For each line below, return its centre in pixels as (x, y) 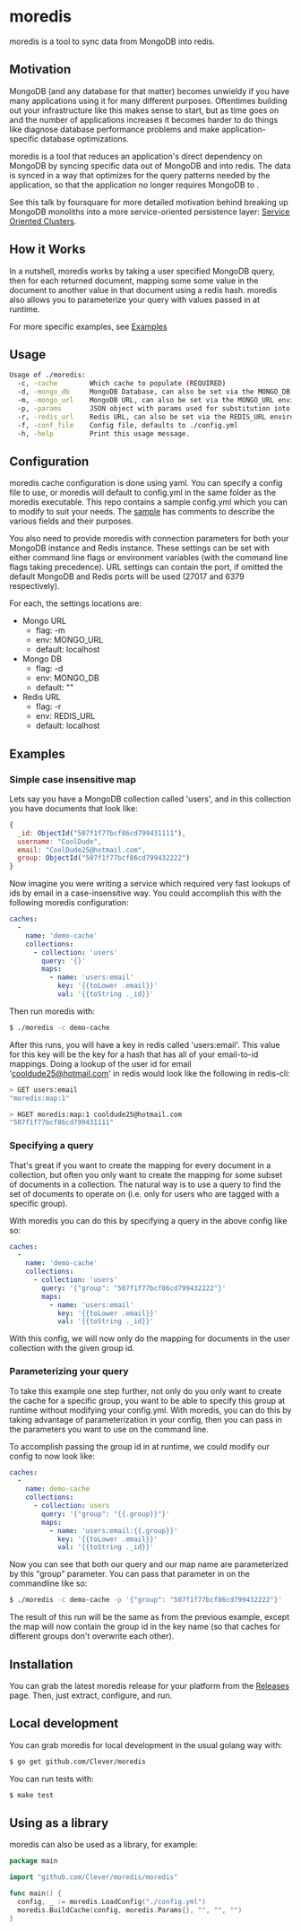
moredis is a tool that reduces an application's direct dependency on (136, 156)
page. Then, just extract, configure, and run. (91, 1695)
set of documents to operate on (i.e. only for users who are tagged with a (144, 1193)
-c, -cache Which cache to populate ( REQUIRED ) (122, 384)
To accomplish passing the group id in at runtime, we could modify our (140, 1446)
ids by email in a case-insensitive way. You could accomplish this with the (146, 893)
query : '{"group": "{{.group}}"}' (106, 1514)
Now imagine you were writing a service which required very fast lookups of (150, 884)
